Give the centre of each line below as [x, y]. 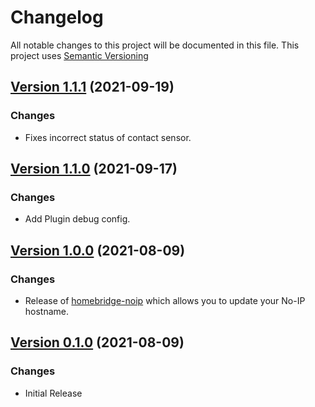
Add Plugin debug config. [77, 219]
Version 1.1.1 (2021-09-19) [92, 87]
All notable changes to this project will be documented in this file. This [155, 45]
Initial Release [53, 393]
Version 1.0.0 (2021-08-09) [98, 250]
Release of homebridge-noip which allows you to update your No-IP [165, 300]
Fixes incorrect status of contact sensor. [108, 137]
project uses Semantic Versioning [79, 55]
